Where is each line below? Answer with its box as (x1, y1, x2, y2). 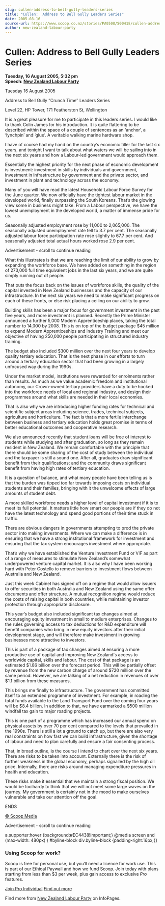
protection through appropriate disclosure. (5, 602, 91, 608)
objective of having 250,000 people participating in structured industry (5, 333, 149, 339)
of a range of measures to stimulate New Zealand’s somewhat (5, 556, 130, 561)
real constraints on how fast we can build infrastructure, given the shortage (5, 733, 158, 739)
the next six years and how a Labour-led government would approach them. (5, 152, 159, 158)
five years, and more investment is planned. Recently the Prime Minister (5, 313, 151, 319)
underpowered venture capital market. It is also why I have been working (5, 560, 153, 567)
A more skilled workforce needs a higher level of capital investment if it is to (5, 500, 159, 506)
